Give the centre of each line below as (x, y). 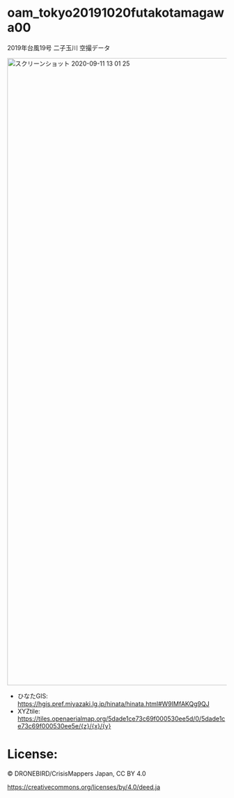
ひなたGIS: (33, 696)
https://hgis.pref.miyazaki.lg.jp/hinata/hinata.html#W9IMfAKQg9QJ (114, 704)
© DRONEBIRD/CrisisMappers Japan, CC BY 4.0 (77, 773)
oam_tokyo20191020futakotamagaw (116, 13)
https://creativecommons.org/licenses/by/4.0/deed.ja (84, 787)
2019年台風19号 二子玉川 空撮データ (58, 47)
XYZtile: (29, 711)
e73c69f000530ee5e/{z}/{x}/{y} (64, 726)
